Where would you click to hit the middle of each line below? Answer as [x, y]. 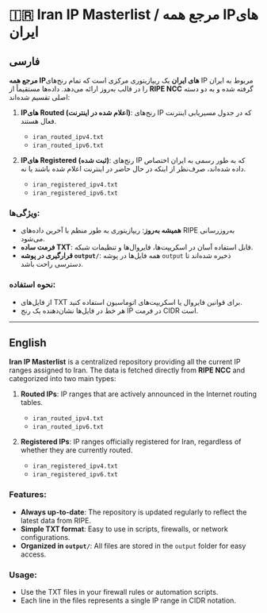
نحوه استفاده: [32, 285]
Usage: [23, 575]
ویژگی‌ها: [25, 213]
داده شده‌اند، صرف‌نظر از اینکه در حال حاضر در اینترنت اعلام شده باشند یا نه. [133, 169]
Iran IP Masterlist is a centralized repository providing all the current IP [125, 362]
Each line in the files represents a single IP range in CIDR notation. [128, 600]
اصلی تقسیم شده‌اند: [40, 97]
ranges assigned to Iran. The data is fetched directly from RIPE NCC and [127, 370]
